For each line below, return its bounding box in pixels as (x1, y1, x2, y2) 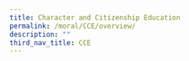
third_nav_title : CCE (9, 38, 92, 48)
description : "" (9, 30, 71, 39)
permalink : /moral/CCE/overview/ (9, 22, 136, 30)
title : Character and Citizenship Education (9, 13, 181, 22)
